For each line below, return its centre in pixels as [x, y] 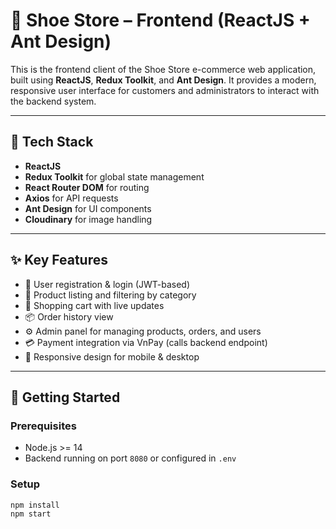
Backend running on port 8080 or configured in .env [130, 458]
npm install [35, 505]
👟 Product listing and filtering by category [110, 295]
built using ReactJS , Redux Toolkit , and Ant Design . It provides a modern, [163, 80]
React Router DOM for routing [87, 187]
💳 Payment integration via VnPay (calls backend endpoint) [146, 342]
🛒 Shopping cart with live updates [94, 305]
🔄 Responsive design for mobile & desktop [112, 356]
